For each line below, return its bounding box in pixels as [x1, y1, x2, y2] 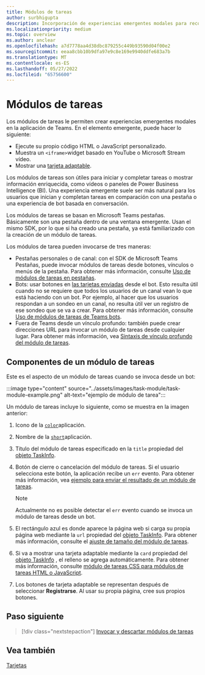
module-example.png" [6, 391, 63, 399]
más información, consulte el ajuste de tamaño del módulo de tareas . [15, 538, 189, 545]
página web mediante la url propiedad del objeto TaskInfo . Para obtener [15, 532, 197, 538]
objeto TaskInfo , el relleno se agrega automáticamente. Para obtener [15, 556, 189, 563]
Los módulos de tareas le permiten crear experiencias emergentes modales [6, 118, 196, 125]
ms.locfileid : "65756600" [6, 71, 72, 78]
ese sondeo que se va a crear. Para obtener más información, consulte [15, 306, 193, 314]
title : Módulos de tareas [6, 9, 72, 15]
